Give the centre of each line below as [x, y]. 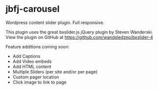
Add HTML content [32, 67]
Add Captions [26, 56]
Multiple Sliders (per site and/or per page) [55, 71]
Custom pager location [36, 77]
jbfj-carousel [33, 9]
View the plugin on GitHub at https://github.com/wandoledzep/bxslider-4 [79, 37]
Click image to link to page [39, 82]
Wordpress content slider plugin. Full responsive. [55, 22]
